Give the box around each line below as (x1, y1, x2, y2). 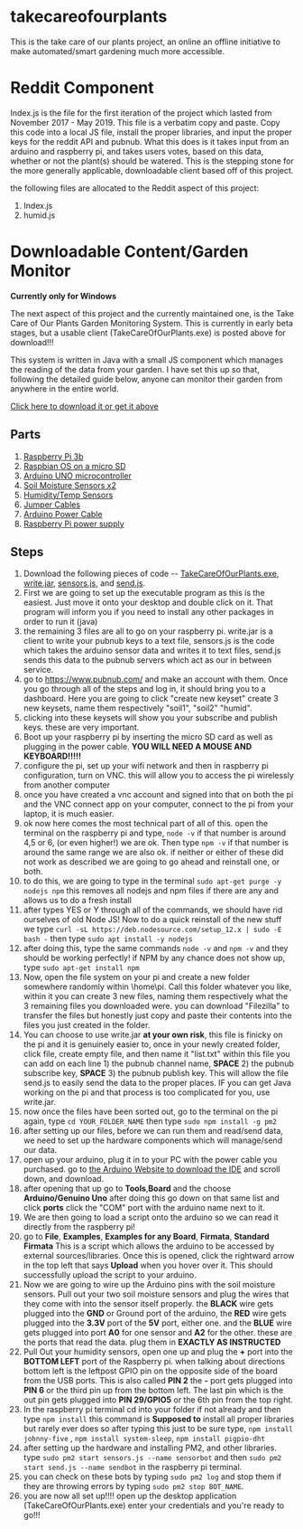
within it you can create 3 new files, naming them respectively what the (23, 991, 289, 1002)
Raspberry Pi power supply (23, 518, 124, 529)
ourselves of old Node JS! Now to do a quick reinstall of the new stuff (23, 914, 282, 925)
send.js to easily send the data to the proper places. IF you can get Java (23, 1078, 292, 1089)
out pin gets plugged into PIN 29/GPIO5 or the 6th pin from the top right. (23, 1394, 294, 1405)
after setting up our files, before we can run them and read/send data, (23, 1126, 283, 1137)
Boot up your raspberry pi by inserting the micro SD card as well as (23, 731, 273, 742)
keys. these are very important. (23, 722, 140, 733)
